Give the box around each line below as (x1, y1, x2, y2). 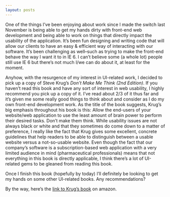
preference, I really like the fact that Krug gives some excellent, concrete (5, 128, 157, 135)
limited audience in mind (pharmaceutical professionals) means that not (5, 150, 155, 156)
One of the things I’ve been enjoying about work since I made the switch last (5, 21, 165, 27)
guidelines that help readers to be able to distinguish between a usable (5, 134, 153, 140)
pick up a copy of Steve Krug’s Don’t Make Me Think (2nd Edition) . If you (5, 80, 158, 86)
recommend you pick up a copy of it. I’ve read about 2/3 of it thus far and (5, 90, 159, 96)
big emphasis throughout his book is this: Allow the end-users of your (5, 107, 151, 113)
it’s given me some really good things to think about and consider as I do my (5, 96, 164, 102)
